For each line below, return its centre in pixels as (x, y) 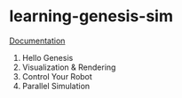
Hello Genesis (47, 57)
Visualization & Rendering (69, 67)
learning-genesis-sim (91, 16)
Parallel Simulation (56, 86)
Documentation (37, 41)
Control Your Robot (57, 76)
